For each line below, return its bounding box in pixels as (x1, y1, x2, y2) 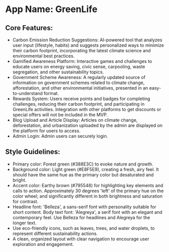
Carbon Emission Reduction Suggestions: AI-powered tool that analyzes (12, 37, 162, 43)
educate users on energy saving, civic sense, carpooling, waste (12, 64, 145, 69)
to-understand (12, 91, 43, 96)
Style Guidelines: (5, 147, 61, 156)
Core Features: (5, 24, 53, 32)
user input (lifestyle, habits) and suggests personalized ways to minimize (12, 42, 164, 48)
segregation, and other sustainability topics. (12, 69, 104, 75)
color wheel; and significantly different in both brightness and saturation (12, 193, 163, 199)
